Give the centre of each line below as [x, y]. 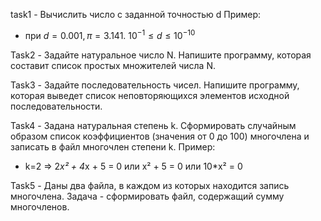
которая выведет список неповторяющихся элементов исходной [150, 95]
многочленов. [40, 206]
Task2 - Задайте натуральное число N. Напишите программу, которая [161, 55]
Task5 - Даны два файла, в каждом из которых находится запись [150, 185]
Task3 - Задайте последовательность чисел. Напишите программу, [155, 85]
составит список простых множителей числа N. [113, 65]
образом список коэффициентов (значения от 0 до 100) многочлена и [160, 136]
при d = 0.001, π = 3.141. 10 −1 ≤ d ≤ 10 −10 [110, 34]
